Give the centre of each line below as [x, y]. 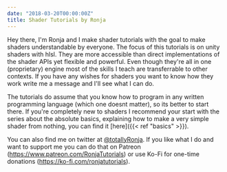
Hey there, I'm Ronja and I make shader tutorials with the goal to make [106, 39]
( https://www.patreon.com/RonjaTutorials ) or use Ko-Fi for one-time [103, 154]
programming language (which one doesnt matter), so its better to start [108, 104]
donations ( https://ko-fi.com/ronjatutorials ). [69, 161]
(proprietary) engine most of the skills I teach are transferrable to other [107, 69]
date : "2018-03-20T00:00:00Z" [51, 13]
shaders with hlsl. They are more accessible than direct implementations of [113, 54]
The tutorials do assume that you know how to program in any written [106, 96]
